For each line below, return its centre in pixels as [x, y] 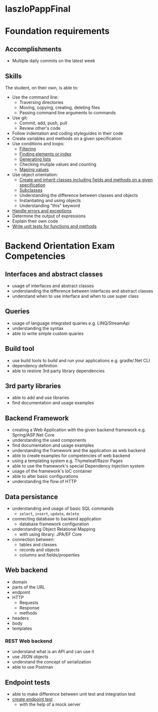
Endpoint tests [27, 682]
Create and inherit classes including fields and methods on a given [86, 180]
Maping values [34, 169]
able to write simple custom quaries [48, 333]
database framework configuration [54, 524]
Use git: [20, 118]
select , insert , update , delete [49, 514]
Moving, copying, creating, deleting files [60, 107]
